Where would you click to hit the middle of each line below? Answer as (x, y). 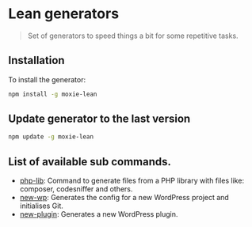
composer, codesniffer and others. (76, 189)
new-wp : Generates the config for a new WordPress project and (124, 198)
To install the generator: (47, 79)
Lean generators (64, 14)
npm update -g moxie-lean (51, 137)
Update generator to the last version (99, 119)
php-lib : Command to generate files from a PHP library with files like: (132, 181)
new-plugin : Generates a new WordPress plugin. (99, 214)
